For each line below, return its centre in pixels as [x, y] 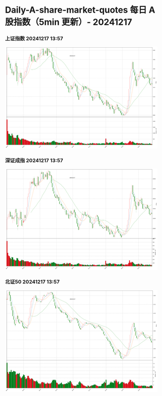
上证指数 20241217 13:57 [34, 38]
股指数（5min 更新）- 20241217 [69, 22]
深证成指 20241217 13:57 [34, 160]
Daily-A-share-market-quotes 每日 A [80, 10]
